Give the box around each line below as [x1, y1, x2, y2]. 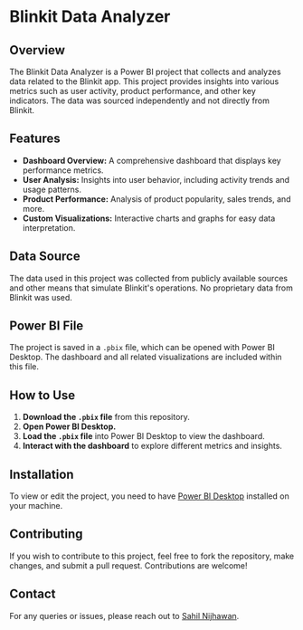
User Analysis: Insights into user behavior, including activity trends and [22, 174, 290, 185]
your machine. [9, 501, 63, 511]
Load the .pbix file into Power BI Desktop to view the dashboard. [22, 431, 265, 442]
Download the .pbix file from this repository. [22, 412, 190, 423]
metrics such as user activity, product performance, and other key [9, 86, 256, 96]
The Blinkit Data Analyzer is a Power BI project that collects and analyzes [9, 66, 282, 77]
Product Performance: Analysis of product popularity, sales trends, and [22, 193, 291, 205]
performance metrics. [22, 165, 104, 176]
